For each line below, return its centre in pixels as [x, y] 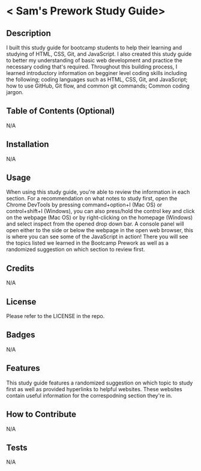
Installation [28, 144]
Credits [20, 268]
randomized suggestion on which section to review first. [76, 250]
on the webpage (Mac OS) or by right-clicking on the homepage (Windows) [100, 218]
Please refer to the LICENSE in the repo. [55, 316]
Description [28, 33]
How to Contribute [41, 414]
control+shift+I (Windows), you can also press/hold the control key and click [100, 211]
